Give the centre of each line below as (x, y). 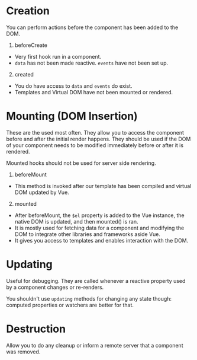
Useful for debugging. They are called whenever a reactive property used (96, 281)
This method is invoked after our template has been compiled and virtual (103, 186)
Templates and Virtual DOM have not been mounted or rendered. (94, 92)
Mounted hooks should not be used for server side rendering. (81, 163)
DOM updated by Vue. (42, 192)
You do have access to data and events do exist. (73, 86)
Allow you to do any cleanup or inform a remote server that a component (95, 345)
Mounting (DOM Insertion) (72, 116)
